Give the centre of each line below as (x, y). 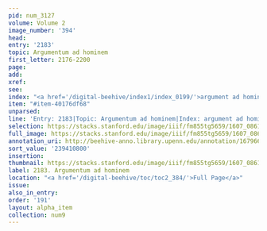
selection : (26, 126)
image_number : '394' (43, 30)
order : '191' (30, 200)
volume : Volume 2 (37, 23)
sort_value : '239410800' (49, 148)
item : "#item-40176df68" (49, 104)
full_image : (28, 133)
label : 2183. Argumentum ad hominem (69, 171)
